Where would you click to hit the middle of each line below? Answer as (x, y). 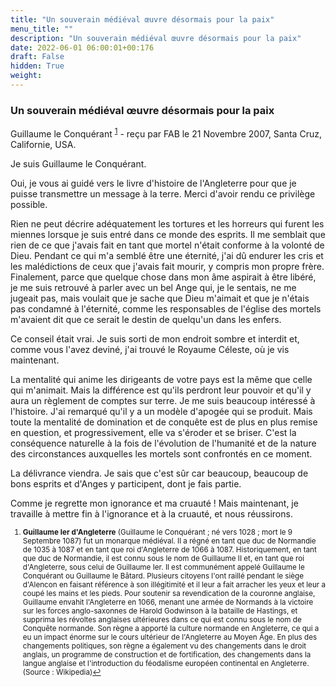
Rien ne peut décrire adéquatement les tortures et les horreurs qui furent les (167, 223)
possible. (29, 204)
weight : (26, 76)
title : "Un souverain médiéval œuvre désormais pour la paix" (142, 19)
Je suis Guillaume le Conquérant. (78, 163)
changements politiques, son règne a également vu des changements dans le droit (164, 646)
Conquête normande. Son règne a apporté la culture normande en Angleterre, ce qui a (171, 628)
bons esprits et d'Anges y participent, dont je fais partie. (126, 483)
